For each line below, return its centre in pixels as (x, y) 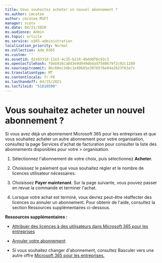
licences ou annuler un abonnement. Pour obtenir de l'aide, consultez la (84, 202)
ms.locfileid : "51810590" (31, 86)
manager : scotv (20, 23)
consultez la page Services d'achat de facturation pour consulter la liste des (81, 144)
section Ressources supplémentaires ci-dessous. (61, 208)
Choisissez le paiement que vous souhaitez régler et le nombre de (78, 168)
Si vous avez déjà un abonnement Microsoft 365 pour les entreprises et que (81, 134)
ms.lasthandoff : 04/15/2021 (33, 82)
